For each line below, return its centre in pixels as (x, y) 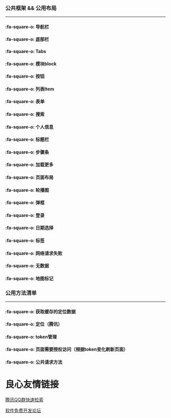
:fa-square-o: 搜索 (25, 114)
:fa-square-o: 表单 (25, 102)
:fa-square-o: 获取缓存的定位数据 (40, 311)
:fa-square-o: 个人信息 (29, 127)
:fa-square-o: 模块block (31, 64)
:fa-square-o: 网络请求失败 (34, 253)
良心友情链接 (32, 385)
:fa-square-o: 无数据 (27, 266)
